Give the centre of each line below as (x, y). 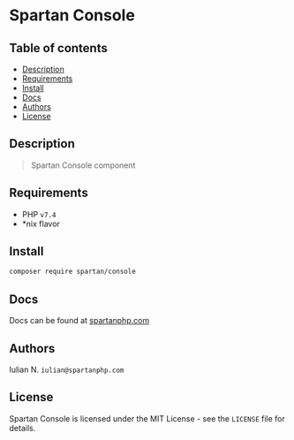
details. (23, 428)
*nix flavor (41, 224)
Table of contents (58, 48)
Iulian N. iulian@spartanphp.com (67, 369)
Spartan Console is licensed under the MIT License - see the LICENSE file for (147, 418)
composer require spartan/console (73, 272)
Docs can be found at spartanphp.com (79, 321)
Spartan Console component (83, 165)
